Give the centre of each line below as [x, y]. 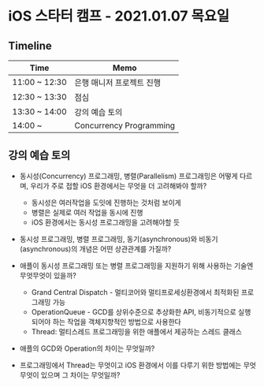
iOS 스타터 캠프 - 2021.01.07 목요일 [119, 16]
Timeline [30, 45]
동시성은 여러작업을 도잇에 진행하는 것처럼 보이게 [106, 203]
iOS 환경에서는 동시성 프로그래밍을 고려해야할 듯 [105, 222]
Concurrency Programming [125, 125]
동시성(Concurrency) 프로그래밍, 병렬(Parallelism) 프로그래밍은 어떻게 [128, 176]
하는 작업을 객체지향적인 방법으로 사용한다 [117, 322]
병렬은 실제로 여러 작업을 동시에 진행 [87, 212]
